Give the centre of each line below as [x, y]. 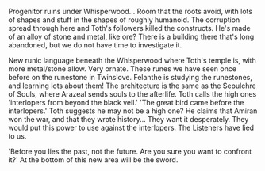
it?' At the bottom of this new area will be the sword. [93, 160]
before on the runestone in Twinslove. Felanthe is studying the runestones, [130, 77]
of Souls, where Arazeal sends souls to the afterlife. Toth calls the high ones [132, 94]
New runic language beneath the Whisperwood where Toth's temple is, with [132, 60]
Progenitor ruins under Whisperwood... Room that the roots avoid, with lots [130, 11]
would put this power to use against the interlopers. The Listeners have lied [131, 127]
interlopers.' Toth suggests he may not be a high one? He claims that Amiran [133, 111]
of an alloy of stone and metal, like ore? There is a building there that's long [131, 36]
